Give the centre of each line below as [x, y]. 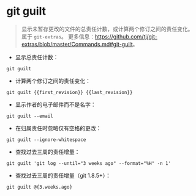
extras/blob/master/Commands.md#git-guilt [77, 44]
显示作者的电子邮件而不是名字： [55, 104]
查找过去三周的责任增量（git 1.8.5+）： [63, 175]
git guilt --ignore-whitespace [46, 140]
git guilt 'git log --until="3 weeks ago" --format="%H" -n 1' [89, 163]
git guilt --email [30, 116]
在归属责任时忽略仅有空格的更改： [58, 128]
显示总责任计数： [37, 57]
